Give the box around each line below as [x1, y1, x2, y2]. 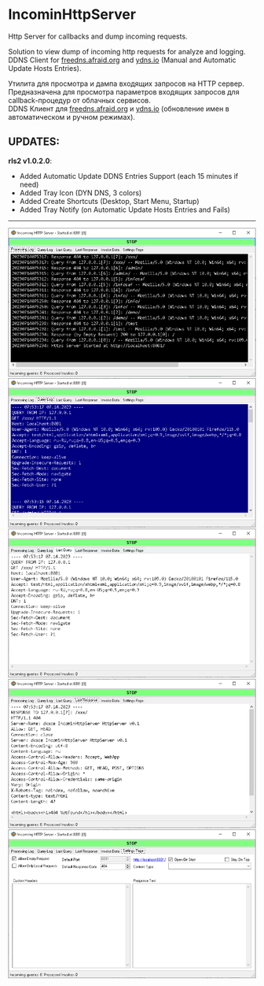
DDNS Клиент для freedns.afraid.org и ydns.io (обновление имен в [8, 104, 229, 113]
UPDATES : [8, 135, 60, 149]
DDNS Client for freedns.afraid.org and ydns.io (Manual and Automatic [8, 55, 237, 65]
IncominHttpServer [8, 6, 136, 24]
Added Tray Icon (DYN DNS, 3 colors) [19, 187, 142, 198]
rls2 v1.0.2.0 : [8, 156, 53, 165]
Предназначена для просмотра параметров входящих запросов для [8, 87, 240, 96]
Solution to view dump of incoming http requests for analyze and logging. [8, 46, 246, 56]
